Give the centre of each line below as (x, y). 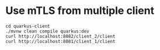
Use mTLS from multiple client (80, 11)
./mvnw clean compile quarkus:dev (48, 31)
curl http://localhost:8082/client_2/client (60, 36)
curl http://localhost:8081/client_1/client (60, 41)
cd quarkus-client (28, 26)
